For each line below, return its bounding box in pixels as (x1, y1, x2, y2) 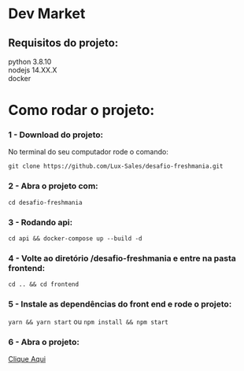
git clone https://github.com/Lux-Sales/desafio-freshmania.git (8, 162, 224, 170)
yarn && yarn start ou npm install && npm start (8, 317, 169, 326)
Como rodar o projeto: (8, 102, 155, 119)
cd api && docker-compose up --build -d (8, 235, 143, 243)
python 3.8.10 (8, 57, 52, 66)
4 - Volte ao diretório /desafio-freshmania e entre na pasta (8, 253, 236, 264)
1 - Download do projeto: (8, 129, 104, 140)
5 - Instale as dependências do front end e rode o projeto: (8, 299, 232, 310)
